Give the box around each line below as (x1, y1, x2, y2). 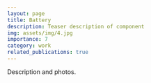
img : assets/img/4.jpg (7, 29, 73, 37)
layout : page (7, 10, 45, 17)
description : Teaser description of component (7, 23, 145, 30)
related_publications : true (7, 49, 89, 56)
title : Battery (7, 17, 51, 24)
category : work (7, 42, 51, 49)
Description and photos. (7, 67, 77, 76)
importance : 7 (7, 36, 49, 43)
